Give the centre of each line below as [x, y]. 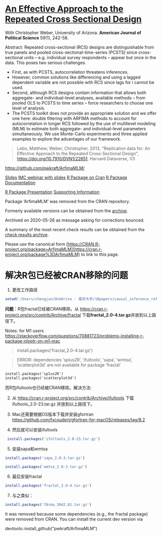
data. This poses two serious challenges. [46, 63]
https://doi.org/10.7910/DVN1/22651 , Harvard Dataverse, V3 [76, 158]
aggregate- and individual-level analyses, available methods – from [79, 97]
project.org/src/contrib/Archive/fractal [43, 315]
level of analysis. [29, 108]
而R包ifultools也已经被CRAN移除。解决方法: [48, 387]
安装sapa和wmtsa [30, 449]
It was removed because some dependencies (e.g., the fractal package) [76, 514]
